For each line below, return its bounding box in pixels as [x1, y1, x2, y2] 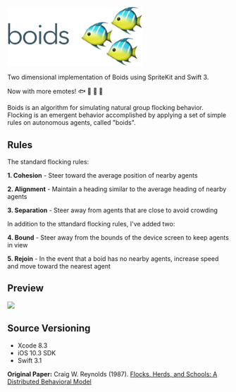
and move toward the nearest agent [7, 262, 111, 271]
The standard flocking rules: [7, 158, 89, 166]
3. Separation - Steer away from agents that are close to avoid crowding [7, 206, 218, 214]
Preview [7, 282, 44, 295]
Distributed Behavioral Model [7, 377, 92, 386]
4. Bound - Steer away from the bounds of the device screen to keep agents [7, 233, 229, 242]
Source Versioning [7, 322, 91, 334]
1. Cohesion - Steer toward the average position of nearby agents [7, 171, 199, 180]
